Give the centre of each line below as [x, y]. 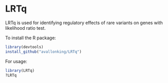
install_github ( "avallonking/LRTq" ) [43, 52]
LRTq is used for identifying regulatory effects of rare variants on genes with [84, 23]
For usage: [16, 61]
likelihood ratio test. [26, 28]
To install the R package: [31, 38]
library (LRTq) [20, 70]
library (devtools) [24, 47]
